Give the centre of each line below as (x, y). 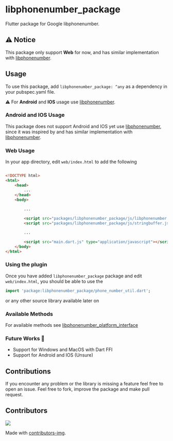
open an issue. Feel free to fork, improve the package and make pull (77, 389)
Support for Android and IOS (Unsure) (53, 355)
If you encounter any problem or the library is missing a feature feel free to (84, 383)
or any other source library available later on (52, 301)
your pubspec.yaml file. (30, 92)
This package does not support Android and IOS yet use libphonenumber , (83, 126)
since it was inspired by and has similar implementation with (69, 132)
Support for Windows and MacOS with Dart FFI (63, 350)
